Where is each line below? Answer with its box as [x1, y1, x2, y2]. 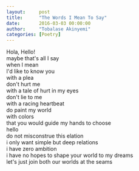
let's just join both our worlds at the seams [6, 158, 113, 166]
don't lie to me [6, 94, 42, 101]
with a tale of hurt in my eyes [6, 87, 79, 94]
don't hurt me [6, 80, 41, 88]
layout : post [6, 9, 50, 15]
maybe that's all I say [6, 55, 59, 62]
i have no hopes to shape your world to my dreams [6, 152, 134, 159]
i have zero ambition [6, 145, 57, 153]
